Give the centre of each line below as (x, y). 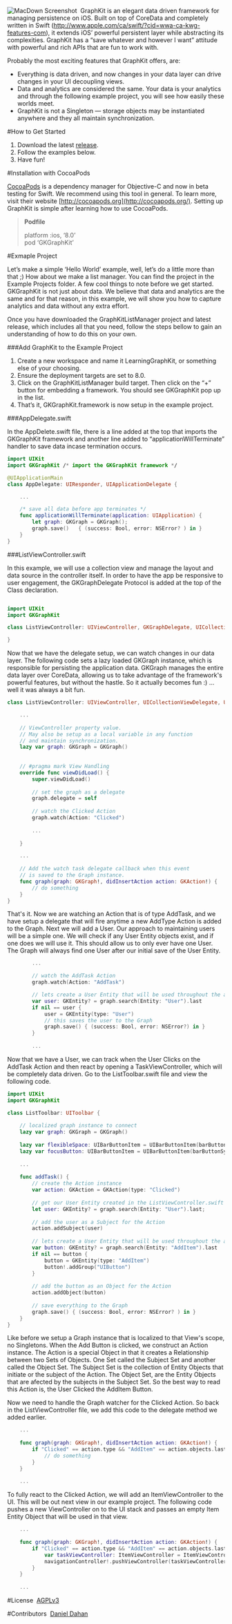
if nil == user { (57, 1007)
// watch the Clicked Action (74, 812)
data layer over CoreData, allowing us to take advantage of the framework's (115, 675)
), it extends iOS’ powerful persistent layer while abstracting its (135, 32)
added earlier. (27, 1417)
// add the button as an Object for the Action (101, 1286)
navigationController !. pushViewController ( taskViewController (135, 1561)
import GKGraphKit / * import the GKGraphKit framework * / (92, 465)
